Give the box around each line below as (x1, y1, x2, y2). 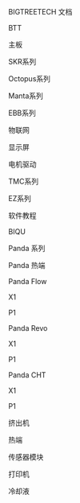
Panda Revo (8, 324, 48, 332)
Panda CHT (8, 370, 46, 380)
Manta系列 (8, 91, 44, 101)
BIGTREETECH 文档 (8, 7, 73, 16)
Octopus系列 (8, 74, 50, 83)
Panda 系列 (8, 244, 46, 253)
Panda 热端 (8, 261, 46, 270)
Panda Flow (8, 277, 47, 286)
